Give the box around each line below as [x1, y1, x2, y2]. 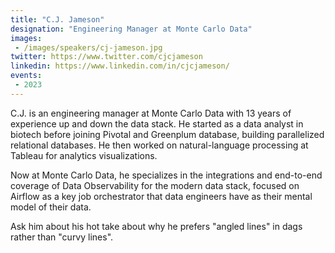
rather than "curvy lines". [10, 231, 114, 243]
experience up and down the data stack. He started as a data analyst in [10, 117, 304, 130]
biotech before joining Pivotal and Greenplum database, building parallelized [10, 128, 325, 140]
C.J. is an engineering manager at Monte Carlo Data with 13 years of [10, 107, 292, 119]
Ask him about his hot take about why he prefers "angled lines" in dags [10, 220, 303, 232]
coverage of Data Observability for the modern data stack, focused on [10, 179, 300, 191]
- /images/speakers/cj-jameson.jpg [14, 42, 163, 53]
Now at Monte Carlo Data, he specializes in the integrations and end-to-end [10, 169, 323, 181]
